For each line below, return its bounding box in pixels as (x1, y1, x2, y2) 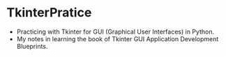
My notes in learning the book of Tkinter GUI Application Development (16, 34, 219, 43)
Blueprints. (16, 42, 48, 50)
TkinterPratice (6, 5, 92, 21)
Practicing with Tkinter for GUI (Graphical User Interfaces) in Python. (16, 27, 214, 36)
